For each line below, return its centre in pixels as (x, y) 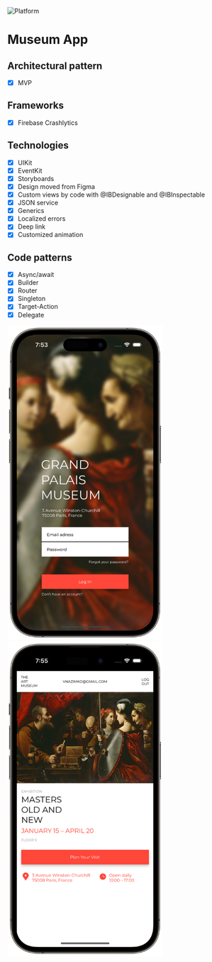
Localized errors (41, 219)
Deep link (32, 226)
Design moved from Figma (56, 186)
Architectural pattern (55, 66)
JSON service (38, 203)
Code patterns (40, 257)
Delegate (31, 315)
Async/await (36, 275)
